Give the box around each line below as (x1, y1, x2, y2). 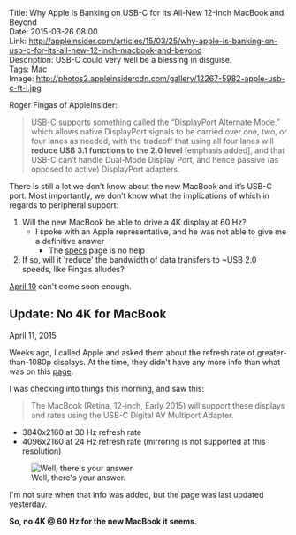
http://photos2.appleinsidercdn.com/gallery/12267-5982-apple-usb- (35, 73, 285, 83)
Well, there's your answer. (31, 472, 126, 483)
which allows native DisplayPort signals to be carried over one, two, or (30, 126, 287, 136)
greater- (256, 347, 287, 357)
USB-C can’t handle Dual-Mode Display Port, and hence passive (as (30, 155, 279, 164)
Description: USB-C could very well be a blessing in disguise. (9, 55, 232, 65)
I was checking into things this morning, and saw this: (9, 383, 205, 394)
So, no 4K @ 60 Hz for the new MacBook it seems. (9, 516, 197, 526)
